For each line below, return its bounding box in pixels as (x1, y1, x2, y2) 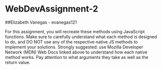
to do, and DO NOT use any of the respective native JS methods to (5, 39, 138, 44)
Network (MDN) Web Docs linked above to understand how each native (5, 49, 147, 55)
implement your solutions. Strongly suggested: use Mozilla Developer (5, 44, 144, 50)
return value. (5, 59, 30, 65)
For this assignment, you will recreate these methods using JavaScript (5, 28, 145, 34)
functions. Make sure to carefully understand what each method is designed (5, 34, 157, 40)
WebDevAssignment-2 (5, 3, 98, 14)
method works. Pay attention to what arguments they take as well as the (5, 54, 148, 60)
